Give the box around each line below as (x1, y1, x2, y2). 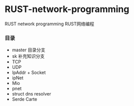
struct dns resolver (12, 91, 51, 97)
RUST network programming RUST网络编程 (5, 21, 95, 27)
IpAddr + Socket (12, 69, 46, 76)
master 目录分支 (12, 47, 46, 53)
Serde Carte (12, 96, 37, 102)
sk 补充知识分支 (12, 53, 45, 59)
